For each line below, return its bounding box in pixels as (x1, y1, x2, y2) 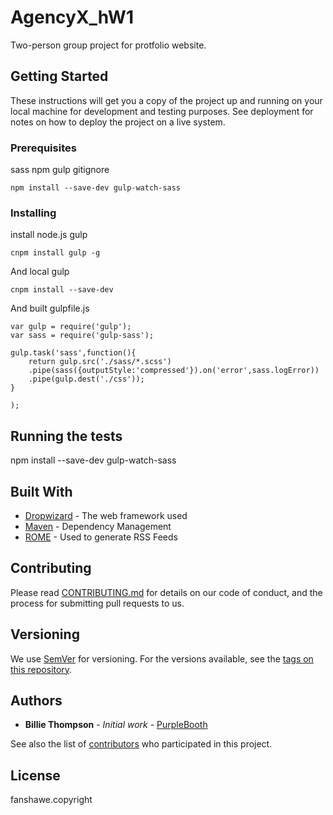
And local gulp (10, 266, 70, 278)
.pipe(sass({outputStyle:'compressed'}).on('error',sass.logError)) (28, 366, 320, 376)
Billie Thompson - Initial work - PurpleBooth (24, 719, 208, 731)
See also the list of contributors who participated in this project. (10, 738, 273, 750)
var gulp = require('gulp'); (10, 322, 132, 332)
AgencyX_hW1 (10, 6, 134, 29)
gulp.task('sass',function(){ (10, 348, 137, 358)
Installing (10, 206, 57, 220)
